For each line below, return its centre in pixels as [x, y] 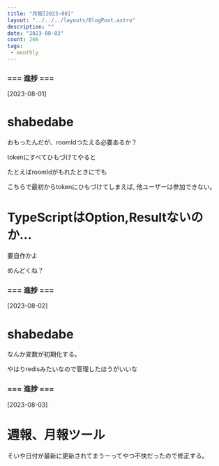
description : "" [31, 27]
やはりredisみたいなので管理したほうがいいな [73, 369]
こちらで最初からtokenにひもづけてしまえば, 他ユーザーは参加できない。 [112, 187]
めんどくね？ [25, 271]
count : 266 [23, 40]
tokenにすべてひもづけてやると [52, 157]
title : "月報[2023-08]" [41, 14]
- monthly [24, 53]
